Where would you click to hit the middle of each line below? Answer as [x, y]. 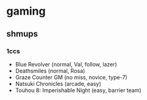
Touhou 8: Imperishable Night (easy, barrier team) [78, 90]
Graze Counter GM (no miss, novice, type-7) [71, 77]
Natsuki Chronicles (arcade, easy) [58, 84]
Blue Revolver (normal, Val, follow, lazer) [66, 64]
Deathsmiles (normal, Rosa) [50, 71]
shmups [22, 34]
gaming [26, 11]
